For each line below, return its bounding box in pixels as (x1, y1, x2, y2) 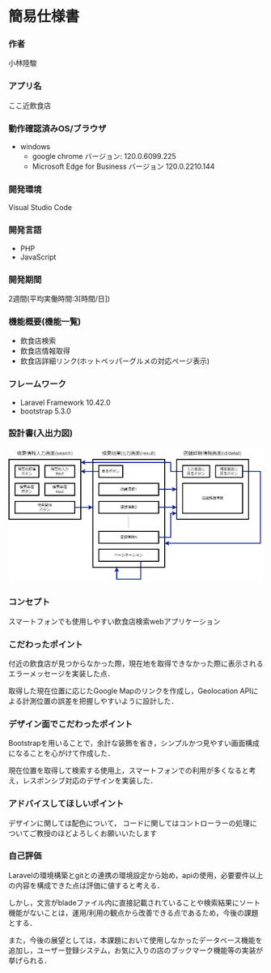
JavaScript (19, 252, 57, 262)
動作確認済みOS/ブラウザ (8, 122, 107, 134)
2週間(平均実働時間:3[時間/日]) (8, 294, 111, 303)
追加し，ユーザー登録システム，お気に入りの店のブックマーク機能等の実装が (8, 945, 264, 955)
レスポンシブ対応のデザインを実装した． (22, 776, 158, 786)
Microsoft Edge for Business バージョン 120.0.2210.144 (32, 161, 215, 171)
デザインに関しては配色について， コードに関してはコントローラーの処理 (8, 818, 251, 828)
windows (19, 142, 51, 152)
